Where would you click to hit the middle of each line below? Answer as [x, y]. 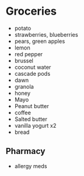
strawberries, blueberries [46, 34]
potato [23, 28]
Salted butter [31, 119]
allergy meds [31, 166]
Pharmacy [26, 151]
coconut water [33, 67]
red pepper [29, 54]
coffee [23, 112]
